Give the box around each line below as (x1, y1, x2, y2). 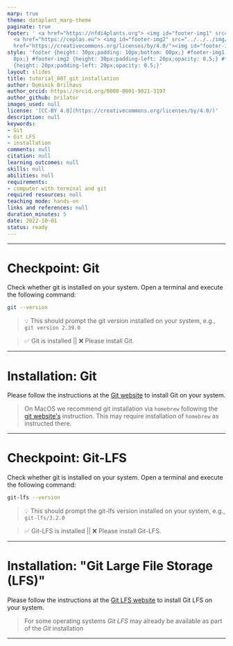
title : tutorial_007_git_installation (7, 74, 119, 82)
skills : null (7, 165, 45, 173)
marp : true (7, 10, 39, 17)
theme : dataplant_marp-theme (7, 17, 92, 24)
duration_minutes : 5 (7, 211, 67, 218)
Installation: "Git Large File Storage (7, 558, 214, 574)
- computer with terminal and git (7, 185, 107, 192)
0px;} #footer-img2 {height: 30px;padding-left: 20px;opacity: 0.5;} (13, 56, 218, 63)
